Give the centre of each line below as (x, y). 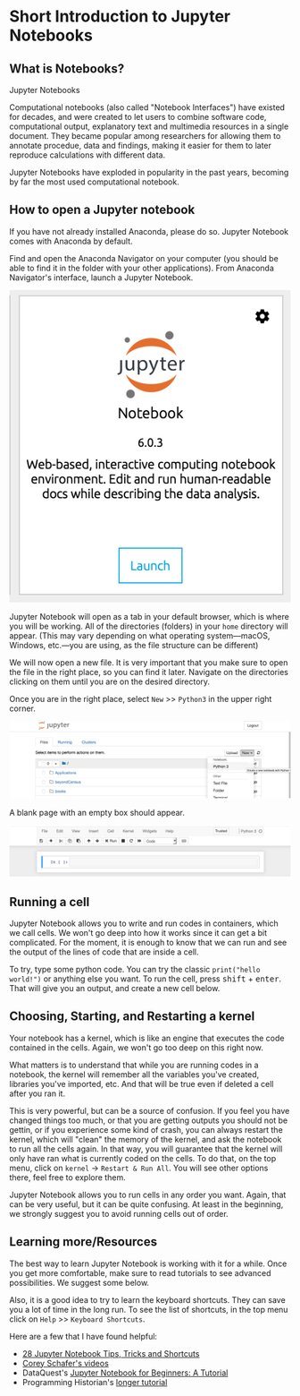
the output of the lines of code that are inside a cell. (104, 952)
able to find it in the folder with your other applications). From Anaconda (142, 268)
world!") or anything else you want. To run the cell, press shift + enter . (146, 979)
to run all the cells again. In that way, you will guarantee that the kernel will (146, 1149)
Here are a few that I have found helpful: (83, 1336)
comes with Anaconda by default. (71, 241)
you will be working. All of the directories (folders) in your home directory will (149, 626)
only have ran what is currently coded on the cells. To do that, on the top (143, 1158)
